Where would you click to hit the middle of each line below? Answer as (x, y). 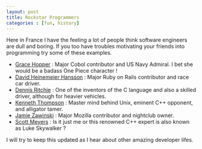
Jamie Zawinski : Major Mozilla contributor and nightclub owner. (94, 115)
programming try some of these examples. (59, 53)
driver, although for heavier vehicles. (61, 96)
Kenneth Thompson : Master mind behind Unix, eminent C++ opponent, (104, 103)
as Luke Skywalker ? (40, 128)
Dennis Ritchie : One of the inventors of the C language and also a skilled (106, 90)
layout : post (23, 12)
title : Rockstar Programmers (43, 17)
